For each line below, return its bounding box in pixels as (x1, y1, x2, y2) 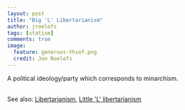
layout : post (7, 10, 45, 17)
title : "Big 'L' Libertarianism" (7, 17, 104, 24)
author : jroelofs (7, 23, 57, 30)
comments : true (7, 36, 51, 43)
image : (7, 42, 26, 49)
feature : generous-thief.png (13, 49, 97, 56)
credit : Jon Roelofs (13, 55, 72, 62)
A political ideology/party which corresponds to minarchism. (7, 74, 179, 82)
